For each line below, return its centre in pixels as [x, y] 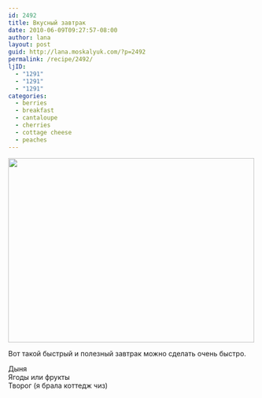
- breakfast [35, 111]
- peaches [31, 140]
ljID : [17, 67]
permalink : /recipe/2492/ [50, 60]
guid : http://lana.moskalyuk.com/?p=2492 [77, 52]
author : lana [30, 37]
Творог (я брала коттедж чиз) [58, 385]
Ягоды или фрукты [39, 377]
